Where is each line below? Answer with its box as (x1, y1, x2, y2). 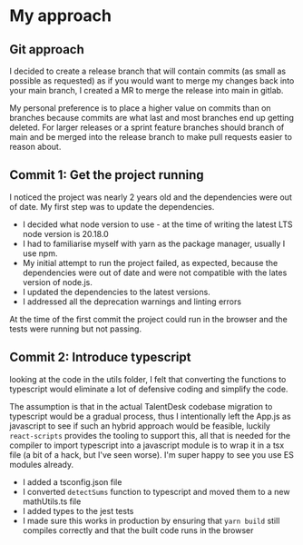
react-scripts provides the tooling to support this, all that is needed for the (9, 430, 291, 441)
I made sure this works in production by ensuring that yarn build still (22, 515, 280, 526)
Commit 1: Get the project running (9, 167, 204, 183)
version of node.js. (22, 276, 93, 287)
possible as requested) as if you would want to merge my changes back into (9, 75, 295, 86)
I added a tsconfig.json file (22, 476, 122, 487)
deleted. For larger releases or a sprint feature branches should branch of (9, 122, 285, 133)
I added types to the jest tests (22, 505, 134, 516)
